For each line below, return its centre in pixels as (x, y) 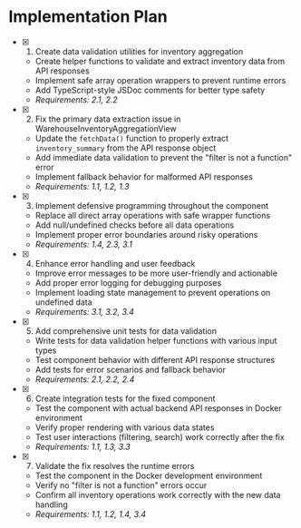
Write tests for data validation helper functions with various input (156, 340)
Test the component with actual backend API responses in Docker (158, 408)
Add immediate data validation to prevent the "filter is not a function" (163, 157)
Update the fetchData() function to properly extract (131, 138)
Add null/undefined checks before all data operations (135, 225)
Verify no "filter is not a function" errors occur (121, 485)
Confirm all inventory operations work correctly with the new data (158, 494)
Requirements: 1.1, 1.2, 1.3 (82, 186)
